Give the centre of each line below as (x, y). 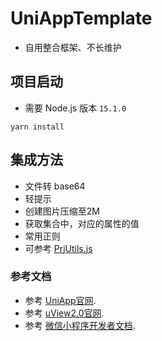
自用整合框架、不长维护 (73, 47)
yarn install (37, 127)
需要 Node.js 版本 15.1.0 (75, 108)
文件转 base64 (55, 186)
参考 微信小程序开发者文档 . (80, 325)
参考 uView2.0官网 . (64, 313)
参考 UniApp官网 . (60, 300)
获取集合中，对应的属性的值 (82, 223)
